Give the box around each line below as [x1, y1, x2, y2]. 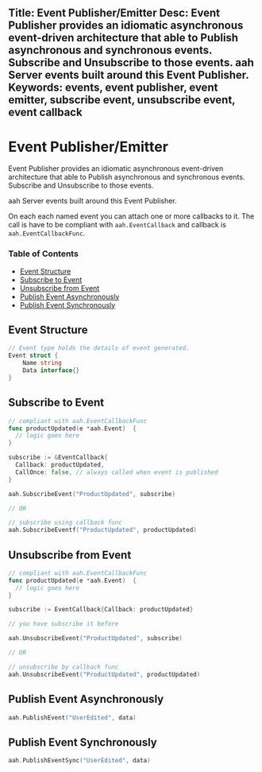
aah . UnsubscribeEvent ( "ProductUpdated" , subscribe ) [8, 634, 183, 642]
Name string [22, 359, 62, 367]
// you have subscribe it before [8, 620, 119, 628]
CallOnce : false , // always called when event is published [15, 468, 218, 476]
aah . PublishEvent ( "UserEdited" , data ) [8, 713, 137, 722]
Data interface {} [22, 367, 80, 374]
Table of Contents [8, 248, 79, 259]
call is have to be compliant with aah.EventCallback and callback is [8, 220, 226, 230]
